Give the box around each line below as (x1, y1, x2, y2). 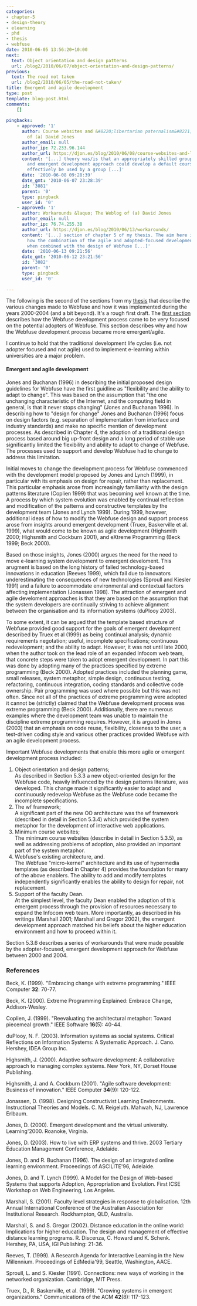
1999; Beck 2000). (6, 540, 51, 547)
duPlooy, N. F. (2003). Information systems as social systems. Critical (6, 1032, 174, 1039)
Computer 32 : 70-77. (6, 986, 57, 993)
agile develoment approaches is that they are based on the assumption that (6, 595, 189, 602)
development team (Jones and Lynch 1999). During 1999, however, (6, 508, 168, 515)
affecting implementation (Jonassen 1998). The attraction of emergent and (6, 588, 186, 595)
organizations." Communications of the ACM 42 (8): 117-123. (6, 1293, 151, 1300)
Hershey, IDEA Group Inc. (6, 1044, 68, 1051)
